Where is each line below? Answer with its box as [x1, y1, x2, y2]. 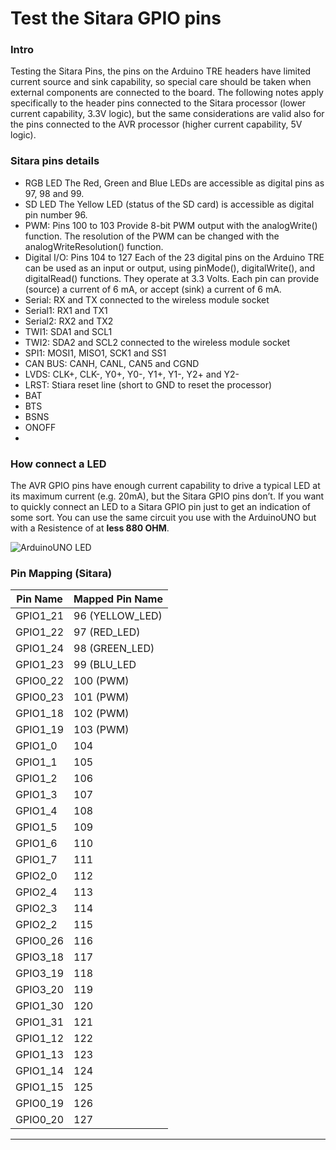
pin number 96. [24, 208, 88, 221]
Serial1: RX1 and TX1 [24, 304, 108, 316]
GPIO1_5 [15, 820, 58, 834]
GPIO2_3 [15, 902, 58, 916]
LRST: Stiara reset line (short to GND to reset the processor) [24, 378, 273, 391]
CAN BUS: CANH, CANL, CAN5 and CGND [24, 357, 200, 369]
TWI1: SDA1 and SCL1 [24, 325, 113, 337]
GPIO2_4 [15, 885, 58, 899]
